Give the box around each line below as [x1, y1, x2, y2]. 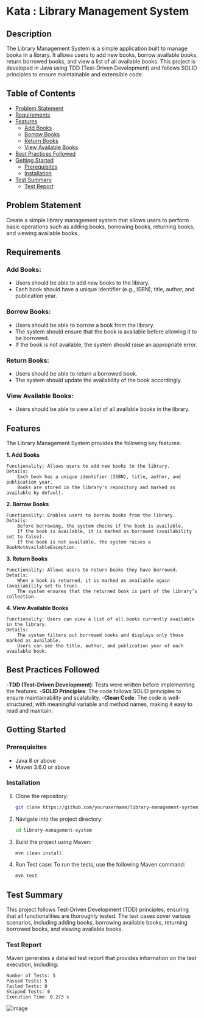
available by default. [6, 490, 64, 496]
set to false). [6, 534, 45, 540]
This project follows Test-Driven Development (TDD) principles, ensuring [6, 906, 189, 914]
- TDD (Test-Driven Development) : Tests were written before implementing [6, 681, 195, 688]
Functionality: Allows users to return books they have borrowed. [6, 567, 178, 573]
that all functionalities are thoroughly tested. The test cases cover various [6, 912, 191, 920]
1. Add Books [6, 451, 40, 459]
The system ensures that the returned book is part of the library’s [17, 588, 198, 595]
